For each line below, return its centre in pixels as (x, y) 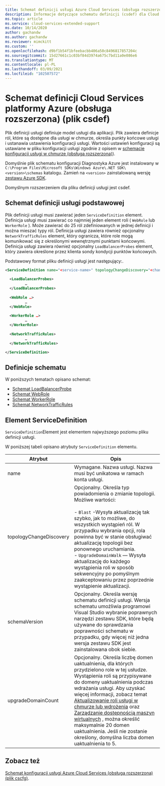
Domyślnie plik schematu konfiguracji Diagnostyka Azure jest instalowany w (82, 163)
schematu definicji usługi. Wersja (112, 600)
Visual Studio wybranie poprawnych (115, 612)
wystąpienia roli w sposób (104, 568)
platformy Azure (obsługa (58, 109)
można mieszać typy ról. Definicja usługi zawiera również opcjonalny (75, 230)
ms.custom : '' (20, 46)
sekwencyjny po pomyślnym (107, 573)
